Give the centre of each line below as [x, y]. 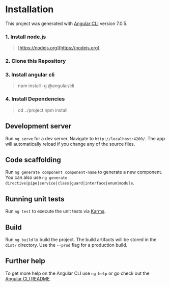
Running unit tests [35, 199]
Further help [25, 261]
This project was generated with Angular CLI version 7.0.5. [66, 23]
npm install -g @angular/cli [46, 86]
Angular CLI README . [28, 278]
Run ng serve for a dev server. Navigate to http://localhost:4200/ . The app [85, 138]
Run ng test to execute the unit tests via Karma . [55, 211]
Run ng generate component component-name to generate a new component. [84, 172]
